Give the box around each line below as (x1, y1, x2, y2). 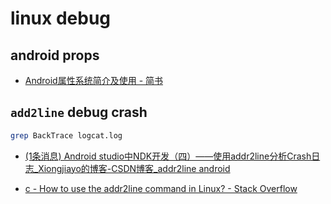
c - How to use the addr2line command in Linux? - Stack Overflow (24, 182, 298, 194)
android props (10, 47, 100, 64)
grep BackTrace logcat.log (10, 130, 123, 141)
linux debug (10, 7, 112, 30)
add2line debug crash (10, 104, 148, 121)
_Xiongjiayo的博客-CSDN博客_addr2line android (33, 162, 231, 174)
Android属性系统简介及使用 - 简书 (24, 75, 164, 86)
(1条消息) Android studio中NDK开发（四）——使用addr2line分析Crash (24, 150, 312, 162)
